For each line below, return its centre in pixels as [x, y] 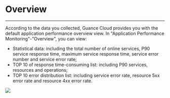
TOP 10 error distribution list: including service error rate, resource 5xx [86, 75]
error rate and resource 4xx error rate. [52, 81]
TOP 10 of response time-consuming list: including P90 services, [80, 65]
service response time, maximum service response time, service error [86, 54]
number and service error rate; [45, 59]
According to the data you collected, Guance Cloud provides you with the [82, 28]
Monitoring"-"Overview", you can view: [46, 38]
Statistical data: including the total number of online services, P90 [81, 48]
